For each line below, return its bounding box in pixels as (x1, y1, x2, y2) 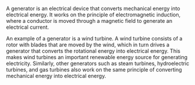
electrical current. (6, 23, 49, 30)
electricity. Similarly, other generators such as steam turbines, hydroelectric (6, 60, 190, 67)
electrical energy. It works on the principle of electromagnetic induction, (6, 11, 181, 18)
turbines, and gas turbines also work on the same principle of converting (6, 66, 182, 73)
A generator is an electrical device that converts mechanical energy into (6, 5, 180, 12)
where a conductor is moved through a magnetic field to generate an (6, 18, 173, 24)
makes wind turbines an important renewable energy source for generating (6, 54, 188, 60)
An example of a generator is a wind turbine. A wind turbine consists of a (6, 35, 183, 42)
